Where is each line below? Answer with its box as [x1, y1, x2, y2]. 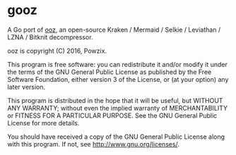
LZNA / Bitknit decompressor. [7, 32, 93, 41]
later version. [7, 82, 46, 91]
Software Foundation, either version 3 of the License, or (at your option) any [7, 75, 229, 83]
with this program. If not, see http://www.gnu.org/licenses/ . [7, 139, 180, 148]
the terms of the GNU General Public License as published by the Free [7, 68, 212, 76]
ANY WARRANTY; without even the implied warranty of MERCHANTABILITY [7, 104, 228, 112]
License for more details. [7, 118, 80, 127]
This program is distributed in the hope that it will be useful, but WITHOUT [7, 96, 223, 104]
